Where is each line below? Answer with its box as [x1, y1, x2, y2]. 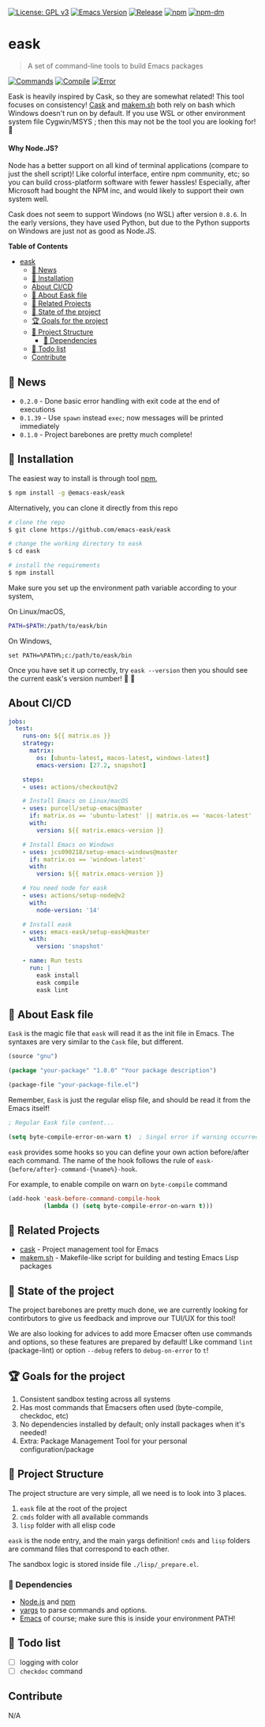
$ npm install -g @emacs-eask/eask [8, 489, 125, 497]
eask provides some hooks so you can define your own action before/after [8, 1147, 249, 1157]
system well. [8, 194, 49, 204]
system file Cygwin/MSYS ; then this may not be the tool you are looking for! [8, 117, 256, 126]
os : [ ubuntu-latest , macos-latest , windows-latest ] [36, 754, 211, 762]
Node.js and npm [19, 1597, 76, 1606]
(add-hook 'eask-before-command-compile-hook [8, 1195, 160, 1203]
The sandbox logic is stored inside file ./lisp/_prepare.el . [8, 1559, 200, 1568]
